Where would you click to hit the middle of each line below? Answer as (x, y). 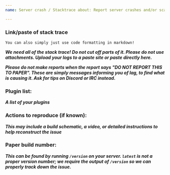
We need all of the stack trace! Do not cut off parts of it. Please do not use (85, 52)
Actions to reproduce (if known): (46, 116)
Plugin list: (18, 91)
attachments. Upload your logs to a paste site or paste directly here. (79, 57)
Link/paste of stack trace (37, 32)
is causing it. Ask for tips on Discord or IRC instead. (60, 78)
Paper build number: (31, 145)
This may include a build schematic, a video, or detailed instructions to (81, 126)
